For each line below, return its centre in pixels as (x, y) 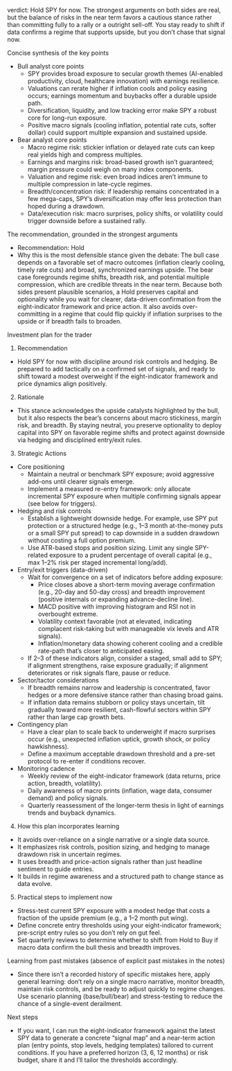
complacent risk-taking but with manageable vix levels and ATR (128, 629)
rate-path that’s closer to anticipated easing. (101, 651)
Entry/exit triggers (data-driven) (63, 570)
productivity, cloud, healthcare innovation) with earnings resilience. (124, 81)
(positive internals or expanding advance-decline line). (116, 599)
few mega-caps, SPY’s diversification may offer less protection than (124, 199)
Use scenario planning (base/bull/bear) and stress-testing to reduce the (120, 996)
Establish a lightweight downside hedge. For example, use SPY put (123, 518)
